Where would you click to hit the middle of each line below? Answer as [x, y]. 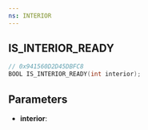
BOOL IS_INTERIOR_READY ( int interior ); [75, 74]
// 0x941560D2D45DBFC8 [46, 67]
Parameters [38, 99]
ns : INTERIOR [30, 16]
